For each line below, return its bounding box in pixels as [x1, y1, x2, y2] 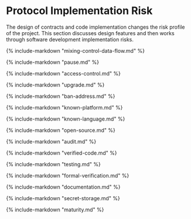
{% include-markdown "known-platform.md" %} [6, 104, 123, 111]
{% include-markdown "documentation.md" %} [6, 183, 121, 190]
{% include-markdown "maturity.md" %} [6, 206, 104, 213]
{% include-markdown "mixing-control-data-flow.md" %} [6, 47, 145, 54]
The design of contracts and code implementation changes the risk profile [6, 23, 186, 30]
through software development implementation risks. [6, 36, 134, 43]
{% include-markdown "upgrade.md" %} [6, 81, 105, 88]
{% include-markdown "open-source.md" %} [6, 126, 115, 134]
